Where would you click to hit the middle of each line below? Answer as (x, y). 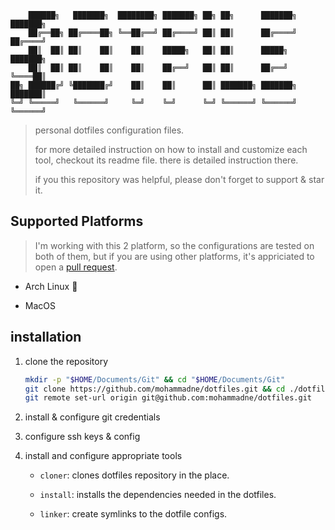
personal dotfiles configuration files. (109, 130)
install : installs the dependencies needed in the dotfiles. (158, 495)
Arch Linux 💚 (51, 286)
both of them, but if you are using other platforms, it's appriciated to (174, 256)
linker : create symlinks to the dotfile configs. (133, 514)
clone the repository (66, 361)
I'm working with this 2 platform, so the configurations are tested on (174, 245)
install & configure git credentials (92, 417)
